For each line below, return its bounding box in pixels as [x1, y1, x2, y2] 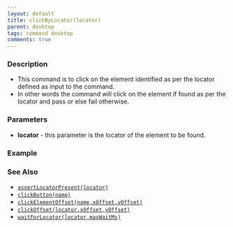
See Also [7, 167, 38, 177]
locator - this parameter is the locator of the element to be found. [17, 131, 206, 139]
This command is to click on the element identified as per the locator [17, 75, 215, 84]
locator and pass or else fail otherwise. [17, 97, 129, 105]
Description [7, 59, 48, 69]
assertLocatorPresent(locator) [17, 184, 109, 191]
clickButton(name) [17, 191, 71, 198]
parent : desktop [7, 23, 54, 30]
